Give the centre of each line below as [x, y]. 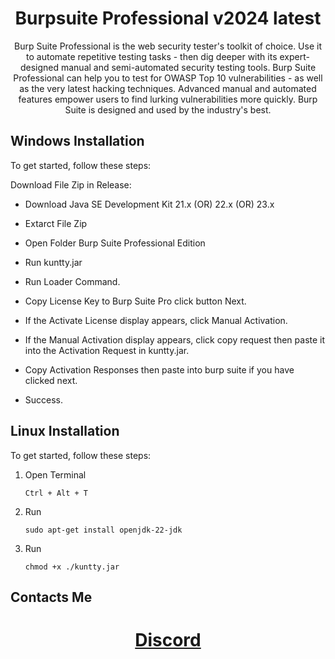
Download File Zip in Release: [71, 184]
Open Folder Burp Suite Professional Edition [115, 243]
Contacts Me [51, 597]
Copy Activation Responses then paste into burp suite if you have [159, 369]
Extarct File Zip [56, 223]
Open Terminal [55, 474]
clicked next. [51, 380]
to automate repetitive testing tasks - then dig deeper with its [152, 56]
